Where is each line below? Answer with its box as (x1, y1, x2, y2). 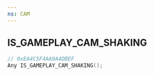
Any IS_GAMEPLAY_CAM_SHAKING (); (7, 62, 103, 70)
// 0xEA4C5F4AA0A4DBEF (7, 55, 75, 63)
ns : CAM (7, 10, 31, 18)
